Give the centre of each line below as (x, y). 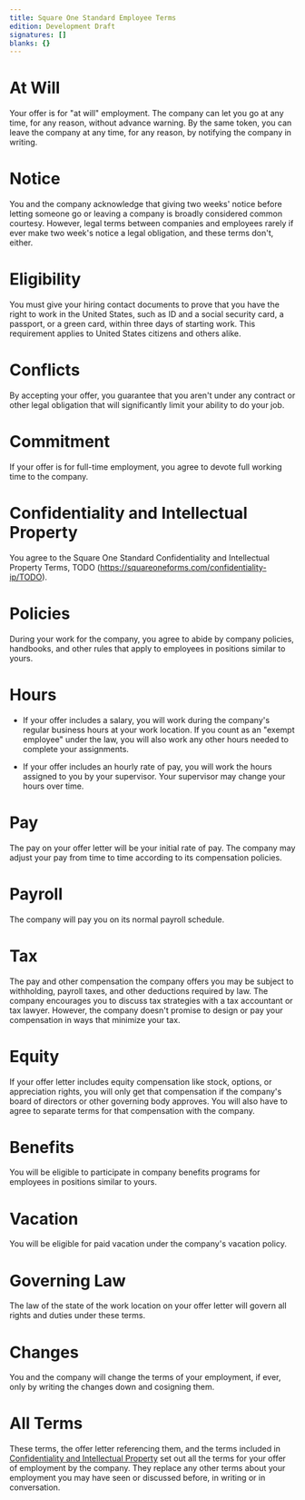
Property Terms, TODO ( (55, 567)
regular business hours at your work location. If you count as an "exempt (158, 730)
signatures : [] (38, 35)
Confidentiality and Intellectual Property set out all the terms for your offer (148, 1458)
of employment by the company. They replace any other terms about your (148, 1468)
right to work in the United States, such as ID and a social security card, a (147, 314)
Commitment (60, 442)
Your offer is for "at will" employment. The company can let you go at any (147, 114)
